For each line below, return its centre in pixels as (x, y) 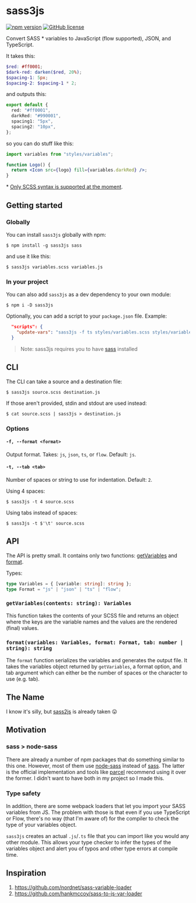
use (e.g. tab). (23, 679)
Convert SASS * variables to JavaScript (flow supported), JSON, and (88, 38)
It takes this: (21, 56)
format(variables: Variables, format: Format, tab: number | (95, 642)
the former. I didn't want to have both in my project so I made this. (85, 778)
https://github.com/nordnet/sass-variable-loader (73, 887)
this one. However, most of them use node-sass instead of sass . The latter (95, 765)
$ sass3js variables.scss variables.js (55, 267)
